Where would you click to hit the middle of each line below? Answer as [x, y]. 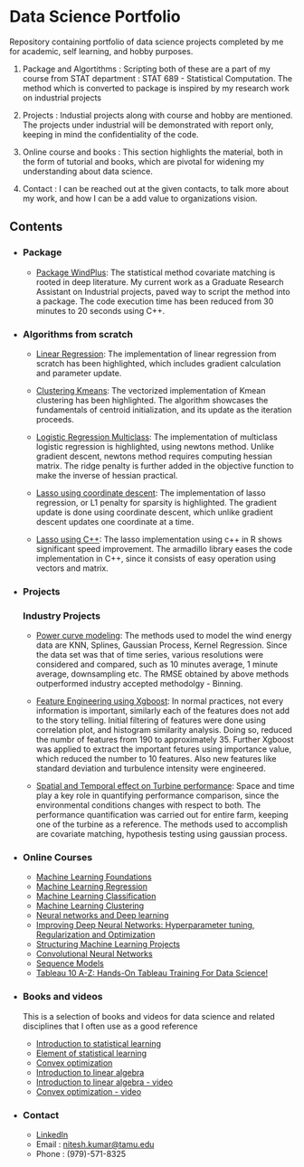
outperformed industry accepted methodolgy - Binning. [139, 684]
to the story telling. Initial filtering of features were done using [151, 720]
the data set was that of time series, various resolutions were [150, 655]
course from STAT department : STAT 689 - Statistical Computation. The [157, 78]
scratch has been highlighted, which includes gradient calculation [158, 363]
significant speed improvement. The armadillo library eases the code [164, 548]
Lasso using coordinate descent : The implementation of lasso [151, 493]
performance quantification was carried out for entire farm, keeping [162, 815]
